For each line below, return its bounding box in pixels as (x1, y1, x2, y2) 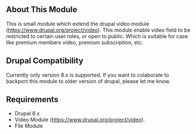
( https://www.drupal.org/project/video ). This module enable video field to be (6, 26, 191, 33)
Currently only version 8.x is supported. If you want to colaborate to (6, 71, 170, 78)
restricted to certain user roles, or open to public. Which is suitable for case (6, 32, 188, 40)
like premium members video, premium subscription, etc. (6, 39, 143, 46)
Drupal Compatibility (6, 56, 84, 66)
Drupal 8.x (14, 110, 40, 117)
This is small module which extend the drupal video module (6, 20, 149, 27)
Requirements (6, 95, 59, 105)
